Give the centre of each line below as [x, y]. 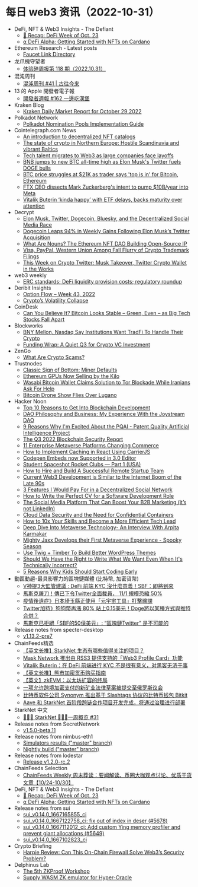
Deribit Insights [33, 288]
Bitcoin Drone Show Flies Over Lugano [70, 395]
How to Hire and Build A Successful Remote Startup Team [93, 470]
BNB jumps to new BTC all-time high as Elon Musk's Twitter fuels [102, 161]
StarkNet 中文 [31, 710]
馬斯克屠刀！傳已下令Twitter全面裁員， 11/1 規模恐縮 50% [92, 593]
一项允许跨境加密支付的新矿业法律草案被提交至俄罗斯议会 [93, 687]
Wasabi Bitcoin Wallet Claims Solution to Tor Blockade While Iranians [106, 382]
